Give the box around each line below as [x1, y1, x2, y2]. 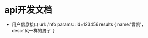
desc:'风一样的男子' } [11, 27, 55, 33]
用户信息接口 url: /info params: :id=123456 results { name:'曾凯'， [11, 21, 146, 27]
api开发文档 [4, 4, 52, 16]
